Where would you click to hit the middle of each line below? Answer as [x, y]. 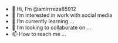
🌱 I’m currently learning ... [43, 21]
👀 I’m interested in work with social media [62, 15]
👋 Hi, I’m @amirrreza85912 [44, 9]
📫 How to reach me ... [39, 34]
